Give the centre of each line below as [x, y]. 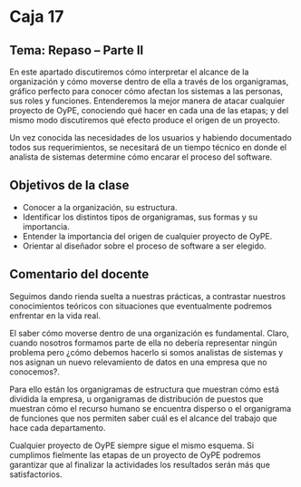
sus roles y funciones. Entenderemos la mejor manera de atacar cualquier [147, 101]
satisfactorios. [36, 474]
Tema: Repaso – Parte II [77, 50]
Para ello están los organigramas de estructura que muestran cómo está [144, 389]
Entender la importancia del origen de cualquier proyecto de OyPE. [147, 236]
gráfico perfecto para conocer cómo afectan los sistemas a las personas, [146, 91]
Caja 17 [37, 17]
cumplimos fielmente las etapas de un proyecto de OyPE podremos [135, 454]
